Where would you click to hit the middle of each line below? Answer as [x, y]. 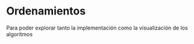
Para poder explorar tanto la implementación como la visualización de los [97, 28]
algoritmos [20, 34]
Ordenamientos [46, 11]
